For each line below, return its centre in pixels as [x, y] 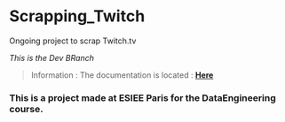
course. [26, 109]
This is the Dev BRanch [52, 57]
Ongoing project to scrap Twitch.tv [73, 41]
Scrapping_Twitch [77, 16]
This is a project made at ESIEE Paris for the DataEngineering [143, 97]
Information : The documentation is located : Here [122, 75]
